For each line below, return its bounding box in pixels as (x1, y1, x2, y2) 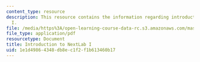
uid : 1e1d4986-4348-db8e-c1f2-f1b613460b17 (6, 47, 116, 53)
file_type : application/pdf (6, 31, 76, 37)
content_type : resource (6, 8, 65, 15)
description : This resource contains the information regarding (6, 14, 169, 20)
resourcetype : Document (6, 36, 65, 42)
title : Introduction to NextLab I (6, 42, 92, 48)
